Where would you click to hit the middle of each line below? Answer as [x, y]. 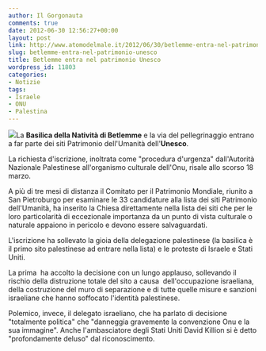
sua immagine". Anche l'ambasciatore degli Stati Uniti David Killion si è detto [133, 330]
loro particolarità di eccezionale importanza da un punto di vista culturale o [131, 216]
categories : [28, 75]
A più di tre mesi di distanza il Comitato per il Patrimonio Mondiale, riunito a [131, 191]
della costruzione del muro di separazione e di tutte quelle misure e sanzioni [133, 289]
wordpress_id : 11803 [42, 67]
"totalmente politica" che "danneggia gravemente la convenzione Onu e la [129, 322]
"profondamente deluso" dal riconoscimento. [82, 339]
